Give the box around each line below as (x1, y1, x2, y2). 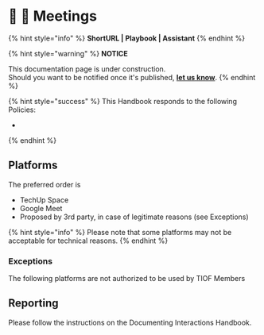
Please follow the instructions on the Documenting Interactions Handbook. (8, 318, 252, 327)
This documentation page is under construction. (8, 64, 166, 74)
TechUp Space (19, 194, 69, 205)
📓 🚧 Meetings (8, 7, 98, 25)
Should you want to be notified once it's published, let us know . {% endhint (8, 72, 256, 82)
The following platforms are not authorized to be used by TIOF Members (8, 274, 246, 283)
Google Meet (19, 203, 63, 213)
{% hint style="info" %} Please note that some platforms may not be (8, 227, 232, 237)
